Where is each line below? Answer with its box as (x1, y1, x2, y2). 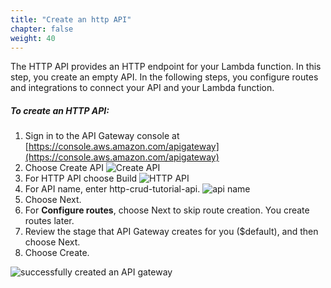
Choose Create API (24, 162, 104, 174)
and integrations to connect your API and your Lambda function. (10, 82, 275, 94)
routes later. (24, 215, 75, 227)
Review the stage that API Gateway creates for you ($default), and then (24, 226, 319, 238)
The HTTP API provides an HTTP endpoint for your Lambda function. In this (10, 61, 322, 73)
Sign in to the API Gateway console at (24, 130, 180, 142)
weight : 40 (10, 33, 56, 43)
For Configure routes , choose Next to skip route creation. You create (24, 204, 310, 216)
